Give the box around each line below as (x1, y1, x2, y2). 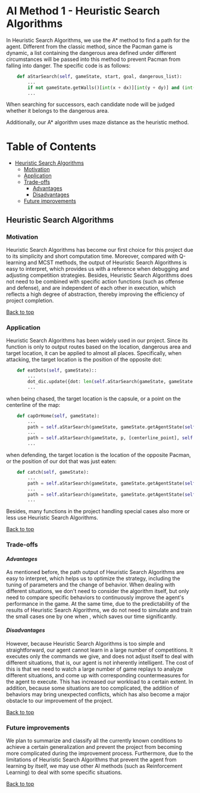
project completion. (6, 297, 54, 304)
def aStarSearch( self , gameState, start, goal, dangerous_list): (17, 73, 183, 79)
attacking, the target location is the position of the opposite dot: (6, 356, 162, 363)
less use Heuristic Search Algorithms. (6, 514, 98, 522)
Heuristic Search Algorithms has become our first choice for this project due (6, 246, 193, 254)
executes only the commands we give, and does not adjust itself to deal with (6, 652, 194, 660)
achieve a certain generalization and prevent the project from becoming (6, 743, 183, 750)
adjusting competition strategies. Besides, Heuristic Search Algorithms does (6, 271, 193, 279)
